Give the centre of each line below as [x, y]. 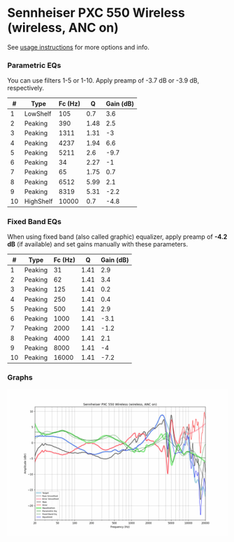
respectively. [25, 88]
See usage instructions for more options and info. [79, 47]
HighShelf [38, 202]
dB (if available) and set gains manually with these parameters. [98, 244]
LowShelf [38, 113]
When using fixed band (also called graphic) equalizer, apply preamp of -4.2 [117, 237]
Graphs [20, 377]
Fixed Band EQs [34, 221]
